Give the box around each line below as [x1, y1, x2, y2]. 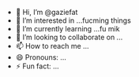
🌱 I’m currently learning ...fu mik [15, 24, 120, 33]
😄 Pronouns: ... [15, 53, 67, 62]
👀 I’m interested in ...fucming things [15, 16, 132, 25]
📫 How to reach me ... [15, 42, 89, 50]
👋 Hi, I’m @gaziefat [15, 8, 78, 16]
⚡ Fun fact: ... [15, 61, 59, 71]
